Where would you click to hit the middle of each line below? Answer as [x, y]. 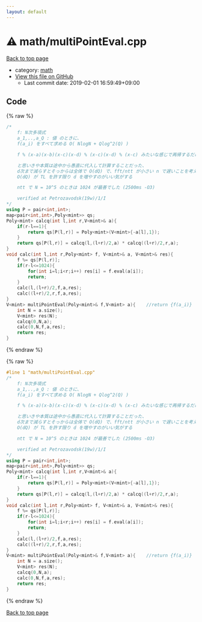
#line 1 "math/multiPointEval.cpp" [51, 372]
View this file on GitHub [44, 76]
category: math [34, 70]
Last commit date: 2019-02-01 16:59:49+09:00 [82, 82]
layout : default [26, 12]
